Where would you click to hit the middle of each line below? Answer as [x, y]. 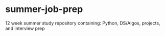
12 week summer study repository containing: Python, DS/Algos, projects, [83, 23]
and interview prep [25, 28]
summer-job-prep [44, 9]
